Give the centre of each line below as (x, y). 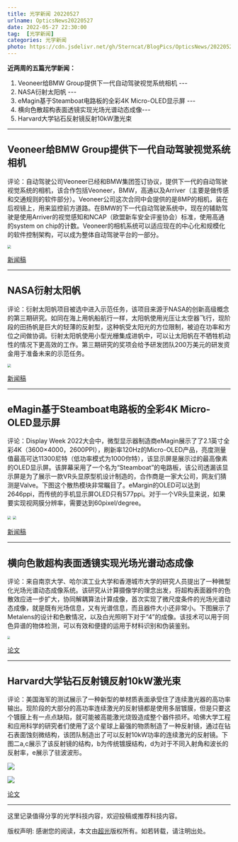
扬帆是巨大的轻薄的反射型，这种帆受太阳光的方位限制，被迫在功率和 (125, 326)
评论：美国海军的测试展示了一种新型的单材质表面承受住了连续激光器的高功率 (119, 699)
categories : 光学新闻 (37, 40)
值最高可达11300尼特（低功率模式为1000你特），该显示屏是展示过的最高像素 (118, 459)
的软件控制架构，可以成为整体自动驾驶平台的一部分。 (85, 234)
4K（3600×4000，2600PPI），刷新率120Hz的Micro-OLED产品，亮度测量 (120, 450)
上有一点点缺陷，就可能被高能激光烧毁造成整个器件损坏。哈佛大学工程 (128, 717)
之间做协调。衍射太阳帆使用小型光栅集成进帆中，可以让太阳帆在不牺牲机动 (122, 336)
